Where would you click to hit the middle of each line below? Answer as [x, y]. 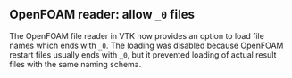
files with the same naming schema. [75, 64]
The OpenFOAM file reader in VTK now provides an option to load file [137, 35]
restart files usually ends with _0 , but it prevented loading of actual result [143, 55]
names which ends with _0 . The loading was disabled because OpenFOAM [146, 45]
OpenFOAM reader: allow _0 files [102, 15]
